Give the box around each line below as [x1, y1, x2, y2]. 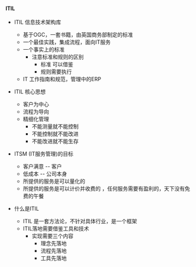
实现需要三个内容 [31, 233, 74, 240]
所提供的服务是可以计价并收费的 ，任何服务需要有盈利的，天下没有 [22, 185, 185, 192]
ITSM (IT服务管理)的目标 [14, 150, 74, 157]
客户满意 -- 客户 [22, 163, 63, 170]
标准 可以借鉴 [40, 61, 74, 68]
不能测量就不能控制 [31, 123, 79, 130]
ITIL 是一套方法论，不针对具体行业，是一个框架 [22, 218, 138, 225]
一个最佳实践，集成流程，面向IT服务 [22, 38, 111, 46]
